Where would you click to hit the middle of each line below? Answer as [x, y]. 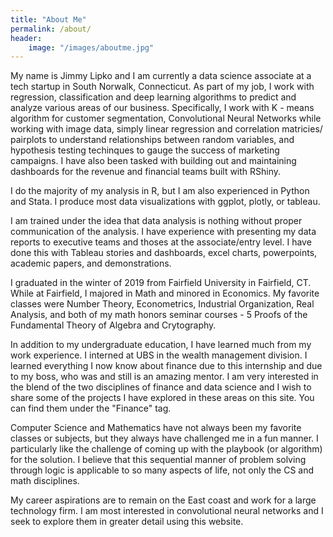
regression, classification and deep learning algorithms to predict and [153, 97]
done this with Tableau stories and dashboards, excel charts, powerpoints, [164, 253]
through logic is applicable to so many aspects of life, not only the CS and [162, 470]
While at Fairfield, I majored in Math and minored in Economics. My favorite [165, 293]
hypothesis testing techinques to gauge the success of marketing [145, 150]
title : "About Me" [48, 19]
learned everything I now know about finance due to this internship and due [166, 366]
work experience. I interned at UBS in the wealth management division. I [159, 355]
